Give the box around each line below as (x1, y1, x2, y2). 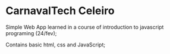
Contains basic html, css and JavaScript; (5, 41, 105, 48)
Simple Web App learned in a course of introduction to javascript (5, 23, 164, 31)
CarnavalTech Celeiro (5, 4, 115, 18)
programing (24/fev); (5, 29, 57, 36)
